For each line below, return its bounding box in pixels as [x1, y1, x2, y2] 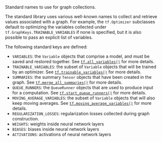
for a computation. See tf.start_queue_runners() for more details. [12, 90, 147, 95]
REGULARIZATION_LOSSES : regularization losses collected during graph [12, 111, 150, 117]
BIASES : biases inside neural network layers [12, 126, 99, 132]
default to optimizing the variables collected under [5, 24, 107, 30]
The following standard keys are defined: [5, 44, 88, 49]
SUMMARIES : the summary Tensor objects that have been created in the [12, 74, 152, 80]
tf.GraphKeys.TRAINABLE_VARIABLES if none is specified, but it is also [5, 29, 142, 35]
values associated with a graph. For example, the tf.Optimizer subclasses [5, 19, 155, 24]
